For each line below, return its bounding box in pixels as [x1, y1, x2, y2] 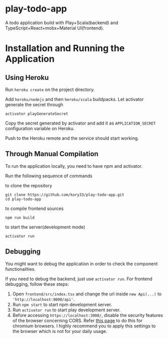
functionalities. [5, 266, 36, 272]
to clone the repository [5, 182, 53, 188]
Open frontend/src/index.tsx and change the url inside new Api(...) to [12, 291, 162, 297]
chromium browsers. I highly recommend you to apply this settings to [12, 322, 156, 329]
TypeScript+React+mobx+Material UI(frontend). [5, 25, 104, 31]
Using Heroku [5, 73, 49, 82]
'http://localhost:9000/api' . [12, 296, 75, 302]
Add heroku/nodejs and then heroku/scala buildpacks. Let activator [5, 96, 144, 102]
